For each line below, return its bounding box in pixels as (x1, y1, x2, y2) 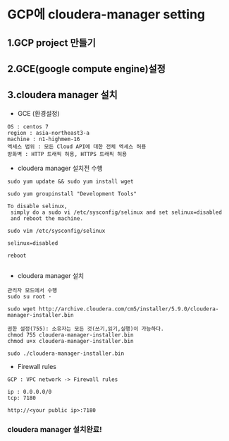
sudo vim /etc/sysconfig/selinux (7, 227, 106, 234)
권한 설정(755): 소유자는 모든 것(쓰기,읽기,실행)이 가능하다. (7, 325, 164, 332)
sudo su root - (7, 293, 52, 300)
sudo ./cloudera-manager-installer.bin (7, 350, 125, 357)
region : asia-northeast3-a (7, 129, 90, 136)
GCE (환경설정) (17, 109, 60, 117)
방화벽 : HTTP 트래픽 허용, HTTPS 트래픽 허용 (7, 150, 128, 157)
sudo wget (7, 305, 37, 313)
